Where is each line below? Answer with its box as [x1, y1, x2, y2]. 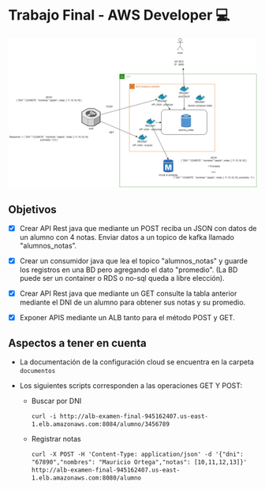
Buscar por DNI [31, 396, 82, 406]
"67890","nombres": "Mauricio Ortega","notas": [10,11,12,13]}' [31, 458, 248, 466]
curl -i [31, 412, 57, 420]
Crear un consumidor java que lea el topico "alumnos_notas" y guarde [19, 256, 248, 266]
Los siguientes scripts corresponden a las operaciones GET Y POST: [19, 381, 243, 390]
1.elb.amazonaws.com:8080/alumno [31, 474, 142, 482]
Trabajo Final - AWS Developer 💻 [8, 6, 230, 24]
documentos [19, 368, 56, 375]
